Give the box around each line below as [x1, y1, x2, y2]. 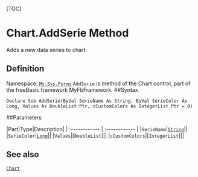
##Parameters [6, 114, 42, 121]
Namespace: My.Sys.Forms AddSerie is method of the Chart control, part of [6, 80, 191, 87]
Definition [6, 63, 44, 74]
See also [6, 149, 39, 159]
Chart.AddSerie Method [6, 27, 129, 40]
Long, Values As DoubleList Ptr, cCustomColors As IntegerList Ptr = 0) [6, 103, 193, 109]
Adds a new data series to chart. [6, 46, 88, 53]
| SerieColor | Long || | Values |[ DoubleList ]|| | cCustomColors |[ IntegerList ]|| [6, 132, 184, 139]
